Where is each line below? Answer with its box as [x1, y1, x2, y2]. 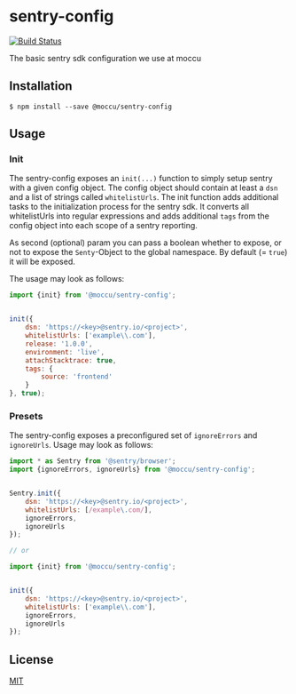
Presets [9, 410, 43, 422]
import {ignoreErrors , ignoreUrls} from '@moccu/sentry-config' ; [9, 465, 255, 475]
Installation [9, 78, 73, 94]
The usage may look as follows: [9, 274, 125, 284]
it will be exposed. [9, 256, 75, 267]
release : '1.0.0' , [25, 339, 93, 348]
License [9, 651, 54, 667]
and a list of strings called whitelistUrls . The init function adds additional [9, 192, 279, 203]
